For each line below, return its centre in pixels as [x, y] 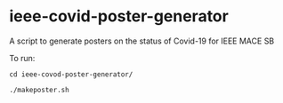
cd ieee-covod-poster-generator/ [71, 74]
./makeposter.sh [39, 90]
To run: [22, 58]
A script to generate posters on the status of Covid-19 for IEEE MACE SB [142, 41]
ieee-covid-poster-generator [119, 16]
